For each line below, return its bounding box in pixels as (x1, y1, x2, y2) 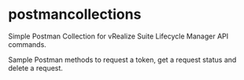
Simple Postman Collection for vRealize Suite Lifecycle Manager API (8, 31, 229, 41)
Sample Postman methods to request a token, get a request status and (8, 55, 237, 64)
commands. (8, 39, 47, 49)
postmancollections (8, 5, 142, 24)
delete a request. (8, 63, 63, 72)
